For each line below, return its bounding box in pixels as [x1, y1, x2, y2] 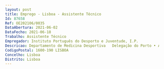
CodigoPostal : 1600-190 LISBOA [5, 48, 69, 52]
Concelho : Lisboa [5, 52, 41, 57]
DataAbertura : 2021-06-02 [5, 25, 58, 30]
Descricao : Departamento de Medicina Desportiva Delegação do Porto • [5, 43, 156, 48]
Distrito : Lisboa [5, 57, 41, 62]
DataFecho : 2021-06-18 [5, 30, 51, 34]
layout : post [5, 7, 32, 12]
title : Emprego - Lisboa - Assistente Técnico [5, 12, 102, 17]
